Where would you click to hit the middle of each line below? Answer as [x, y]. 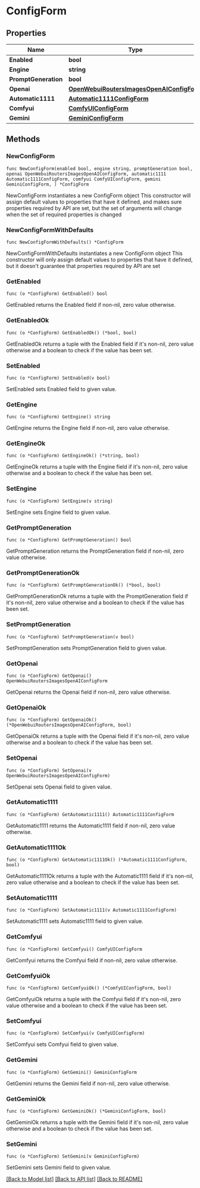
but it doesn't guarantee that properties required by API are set [83, 266]
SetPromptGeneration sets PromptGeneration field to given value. [86, 648]
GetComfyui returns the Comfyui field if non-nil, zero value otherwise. [92, 960]
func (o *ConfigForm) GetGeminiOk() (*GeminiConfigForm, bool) [86, 1111]
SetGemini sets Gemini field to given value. [59, 1168]
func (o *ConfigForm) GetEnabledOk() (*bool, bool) [71, 333]
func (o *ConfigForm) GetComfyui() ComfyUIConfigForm [74, 949]
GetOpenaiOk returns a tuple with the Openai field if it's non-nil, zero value [98, 736]
